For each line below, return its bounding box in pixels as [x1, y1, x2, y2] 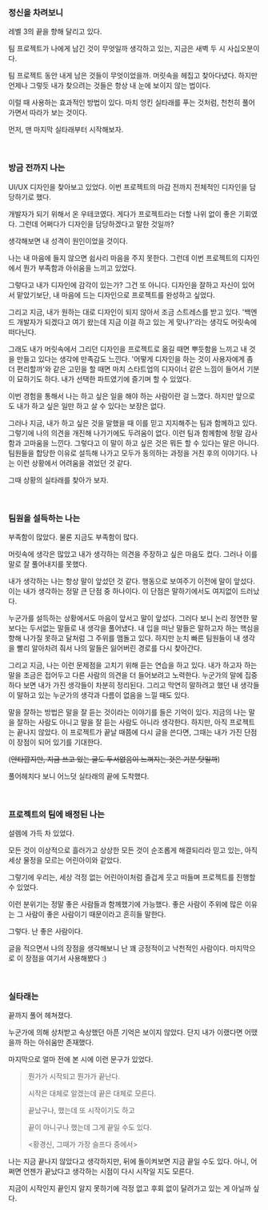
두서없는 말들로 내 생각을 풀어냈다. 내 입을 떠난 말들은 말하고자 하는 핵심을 [29, 623, 260, 633]
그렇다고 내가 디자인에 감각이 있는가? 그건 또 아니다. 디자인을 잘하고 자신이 [8, 280, 240, 290]
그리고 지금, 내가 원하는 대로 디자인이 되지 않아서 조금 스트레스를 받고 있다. [8, 307, 241, 317]
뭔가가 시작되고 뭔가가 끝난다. [27, 1072, 121, 1081]
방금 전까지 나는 [8, 162, 66, 174]
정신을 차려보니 [8, 6, 64, 18]
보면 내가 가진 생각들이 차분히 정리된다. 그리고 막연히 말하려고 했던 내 [22, 680, 238, 690]
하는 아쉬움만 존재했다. [22, 1038, 94, 1048]
